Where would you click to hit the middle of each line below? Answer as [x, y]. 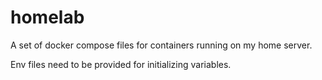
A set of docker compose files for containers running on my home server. [161, 45]
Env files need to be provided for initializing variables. [121, 64]
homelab [47, 17]
